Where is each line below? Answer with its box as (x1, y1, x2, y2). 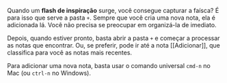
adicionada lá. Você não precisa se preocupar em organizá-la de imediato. (7, 21, 217, 29)
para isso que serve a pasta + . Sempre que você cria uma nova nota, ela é (7, 14, 215, 22)
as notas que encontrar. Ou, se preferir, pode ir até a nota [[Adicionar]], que (7, 41, 220, 49)
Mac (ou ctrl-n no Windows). (7, 69, 91, 77)
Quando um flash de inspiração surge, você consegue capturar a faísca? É (7, 7, 219, 14)
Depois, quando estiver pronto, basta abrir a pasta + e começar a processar (7, 34, 220, 42)
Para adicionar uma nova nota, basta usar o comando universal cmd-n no (7, 62, 211, 69)
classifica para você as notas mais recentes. (7, 48, 132, 56)
